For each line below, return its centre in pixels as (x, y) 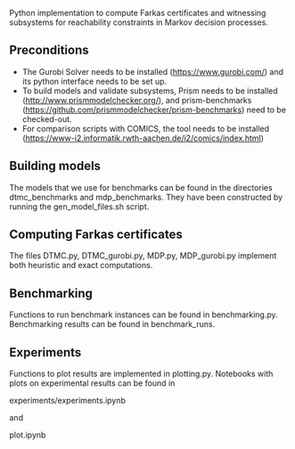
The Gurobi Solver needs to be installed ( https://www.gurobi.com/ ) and (152, 71)
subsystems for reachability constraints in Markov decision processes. (139, 22)
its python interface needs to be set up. (94, 81)
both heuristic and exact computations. (81, 265)
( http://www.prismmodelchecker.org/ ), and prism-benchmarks (137, 100)
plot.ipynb (28, 435)
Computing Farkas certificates (96, 235)
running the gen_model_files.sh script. (79, 206)
